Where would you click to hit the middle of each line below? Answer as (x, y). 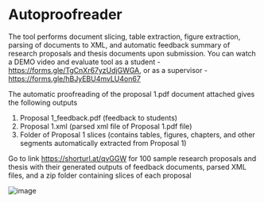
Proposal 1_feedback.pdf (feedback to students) (98, 117)
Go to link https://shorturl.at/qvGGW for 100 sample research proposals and (132, 158)
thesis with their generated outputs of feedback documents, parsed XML (127, 167)
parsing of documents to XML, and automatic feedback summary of (119, 44)
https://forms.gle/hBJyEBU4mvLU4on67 (75, 79)
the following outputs (43, 102)
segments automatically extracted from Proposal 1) (103, 143)
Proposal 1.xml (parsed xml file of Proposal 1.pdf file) (106, 126)
